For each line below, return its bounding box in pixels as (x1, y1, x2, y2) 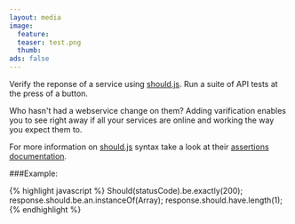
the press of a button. (9, 88, 89, 99)
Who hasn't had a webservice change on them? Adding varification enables (9, 106, 287, 116)
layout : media (9, 12, 62, 22)
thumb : (17, 46, 42, 55)
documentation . (9, 151, 68, 161)
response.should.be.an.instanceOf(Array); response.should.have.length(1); (9, 195, 283, 205)
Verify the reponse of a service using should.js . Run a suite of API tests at (9, 79, 278, 89)
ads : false (9, 54, 50, 63)
